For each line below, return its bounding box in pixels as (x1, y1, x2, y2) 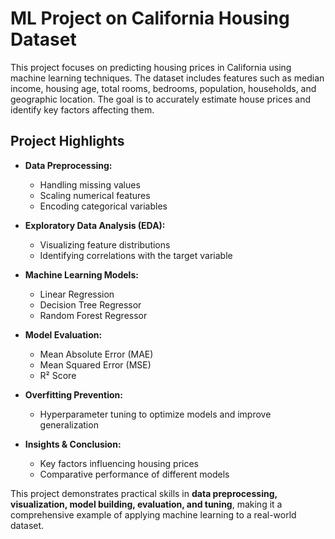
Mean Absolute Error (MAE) (39, 348, 154, 360)
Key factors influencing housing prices (39, 457, 199, 469)
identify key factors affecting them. (10, 103, 155, 116)
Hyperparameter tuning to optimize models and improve (39, 408, 272, 420)
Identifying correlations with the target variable (39, 249, 233, 261)
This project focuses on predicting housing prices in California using (10, 61, 292, 73)
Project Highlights (10, 133, 125, 150)
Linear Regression (39, 288, 115, 300)
